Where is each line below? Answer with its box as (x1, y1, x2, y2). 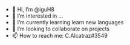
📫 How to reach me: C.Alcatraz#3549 (11, 32, 108, 39)
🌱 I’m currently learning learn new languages (11, 19, 124, 26)
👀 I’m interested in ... (11, 12, 63, 19)
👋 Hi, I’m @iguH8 (11, 6, 54, 13)
